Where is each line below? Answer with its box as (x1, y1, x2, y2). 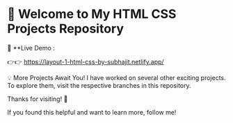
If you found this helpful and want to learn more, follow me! (7, 108, 177, 116)
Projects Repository (7, 21, 124, 37)
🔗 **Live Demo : (7, 44, 56, 52)
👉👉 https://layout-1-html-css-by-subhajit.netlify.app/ (7, 57, 165, 66)
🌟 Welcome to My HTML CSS (7, 6, 177, 22)
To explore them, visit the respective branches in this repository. (7, 81, 191, 89)
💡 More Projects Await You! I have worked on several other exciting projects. (7, 73, 226, 82)
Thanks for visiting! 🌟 (7, 95, 68, 103)
